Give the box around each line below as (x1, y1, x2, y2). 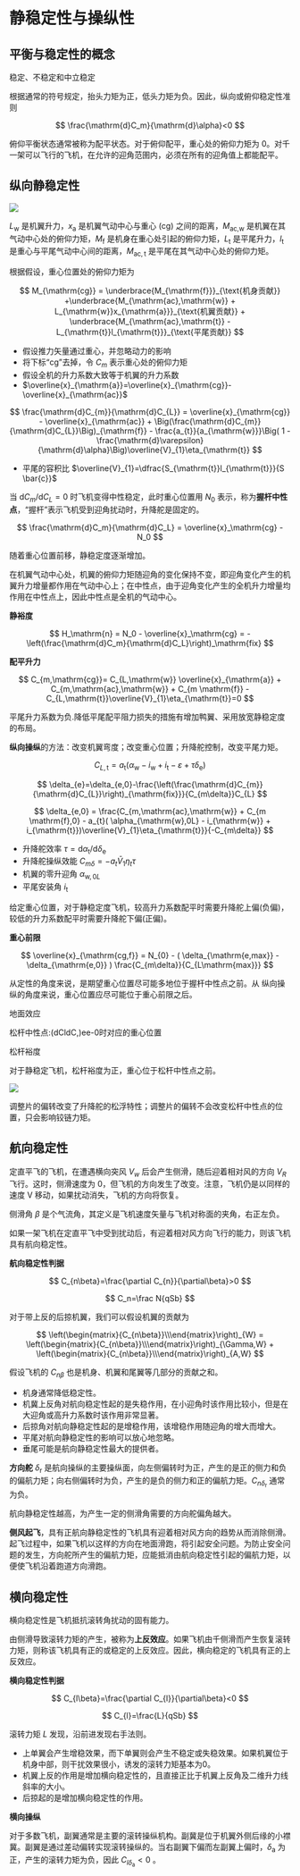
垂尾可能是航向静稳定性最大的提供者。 (21, 1443, 163, 1454)
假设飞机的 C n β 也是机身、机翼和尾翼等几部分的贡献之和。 (9, 1367, 223, 1380)
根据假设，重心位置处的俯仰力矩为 (9, 266, 135, 277)
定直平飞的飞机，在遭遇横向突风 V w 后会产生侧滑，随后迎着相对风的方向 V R (9, 1165, 287, 1179)
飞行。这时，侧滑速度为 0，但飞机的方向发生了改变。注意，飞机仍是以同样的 (9, 1179, 290, 1190)
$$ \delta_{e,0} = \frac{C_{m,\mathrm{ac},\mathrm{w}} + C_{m (34, 805, 266, 816)
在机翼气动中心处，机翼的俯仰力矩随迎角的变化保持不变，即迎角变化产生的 (9, 568, 283, 579)
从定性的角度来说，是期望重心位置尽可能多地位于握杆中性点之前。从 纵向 (9, 978, 278, 988)
